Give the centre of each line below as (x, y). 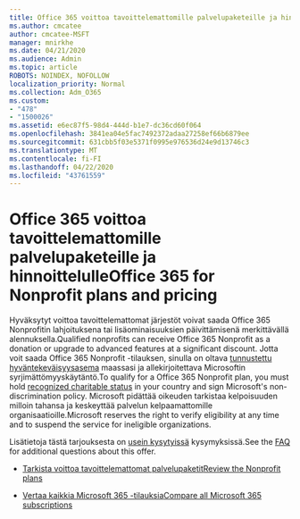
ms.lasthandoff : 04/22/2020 (62, 167)
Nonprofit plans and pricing (113, 295)
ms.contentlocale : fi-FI (55, 159)
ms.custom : (29, 100)
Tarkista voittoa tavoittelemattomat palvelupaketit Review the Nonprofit (151, 469)
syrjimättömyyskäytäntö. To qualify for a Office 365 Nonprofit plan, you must (149, 377)
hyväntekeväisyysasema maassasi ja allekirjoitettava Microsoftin (128, 368)
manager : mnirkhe (42, 42)
